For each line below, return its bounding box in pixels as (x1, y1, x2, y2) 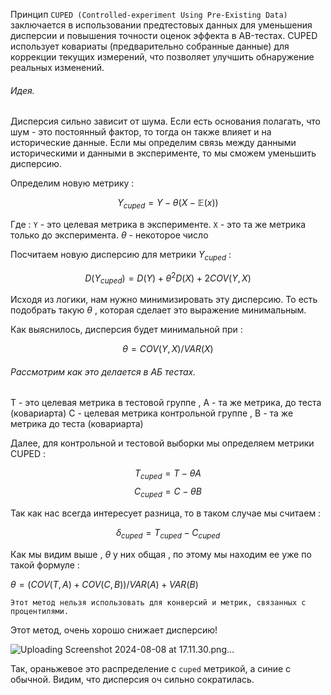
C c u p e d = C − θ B (134, 485, 202, 500)
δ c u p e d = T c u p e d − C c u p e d (115, 527, 221, 541)
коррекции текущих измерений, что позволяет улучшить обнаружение (10, 51, 315, 63)
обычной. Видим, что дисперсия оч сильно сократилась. (10, 673, 255, 685)
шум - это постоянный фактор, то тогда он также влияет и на (10, 126, 272, 138)
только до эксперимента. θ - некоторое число (10, 229, 209, 241)
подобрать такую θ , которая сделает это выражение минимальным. (10, 304, 307, 316)
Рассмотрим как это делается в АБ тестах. (10, 365, 197, 378)
